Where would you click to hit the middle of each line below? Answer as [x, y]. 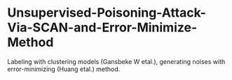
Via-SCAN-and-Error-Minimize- [102, 27]
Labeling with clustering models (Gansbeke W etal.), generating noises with [116, 61]
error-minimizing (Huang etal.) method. [64, 69]
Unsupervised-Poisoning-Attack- [107, 13]
